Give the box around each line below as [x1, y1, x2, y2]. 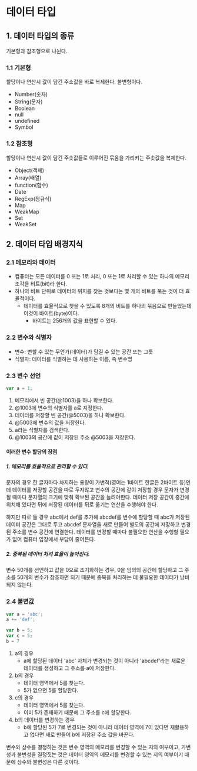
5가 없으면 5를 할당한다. [23, 687, 78, 694]
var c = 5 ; [6, 633, 33, 639]
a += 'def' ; [6, 617, 35, 623]
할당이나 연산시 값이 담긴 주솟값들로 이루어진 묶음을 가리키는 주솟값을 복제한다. [6, 154, 187, 161]
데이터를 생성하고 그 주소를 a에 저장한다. [23, 664, 116, 671]
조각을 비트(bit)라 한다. [14, 280, 68, 287]
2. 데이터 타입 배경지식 [6, 239, 84, 249]
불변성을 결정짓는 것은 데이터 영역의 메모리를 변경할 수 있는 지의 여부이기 [16, 751, 183, 758]
